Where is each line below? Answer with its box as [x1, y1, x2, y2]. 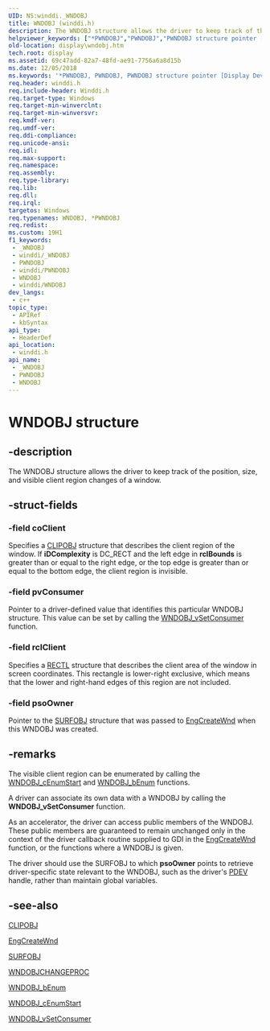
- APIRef [11, 311, 42, 319]
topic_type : [8, 303, 48, 311]
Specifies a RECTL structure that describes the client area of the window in [8, 660, 257, 670]
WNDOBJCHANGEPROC [8, 967, 90, 976]
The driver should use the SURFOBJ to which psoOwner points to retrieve [8, 858, 254, 868]
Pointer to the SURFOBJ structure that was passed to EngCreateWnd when [8, 716, 256, 725]
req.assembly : [8, 169, 56, 177]
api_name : [8, 356, 42, 365]
